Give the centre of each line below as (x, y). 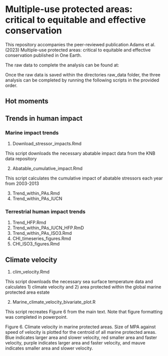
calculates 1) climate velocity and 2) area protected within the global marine (83, 287)
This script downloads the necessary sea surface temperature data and (79, 282)
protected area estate (28, 292)
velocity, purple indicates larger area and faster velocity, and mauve (75, 343)
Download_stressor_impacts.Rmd (47, 144)
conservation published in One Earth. (43, 55)
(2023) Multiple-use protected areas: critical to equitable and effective (78, 50)
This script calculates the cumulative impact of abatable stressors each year (84, 178)
